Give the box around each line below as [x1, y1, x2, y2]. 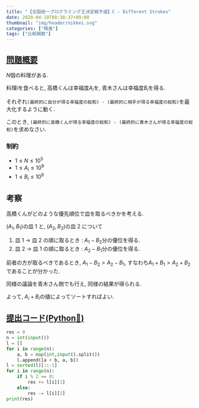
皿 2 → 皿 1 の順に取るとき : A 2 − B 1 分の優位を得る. [14, 246, 140, 254]
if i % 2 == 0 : [17, 374, 55, 380]
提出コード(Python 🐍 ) [6, 313, 84, 323]
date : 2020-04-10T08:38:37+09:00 [6, 14, 90, 20]
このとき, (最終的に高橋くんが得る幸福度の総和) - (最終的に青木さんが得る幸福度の [6, 118, 189, 125]
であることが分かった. [6, 267, 60, 275]
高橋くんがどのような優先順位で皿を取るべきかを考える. [6, 210, 144, 217]
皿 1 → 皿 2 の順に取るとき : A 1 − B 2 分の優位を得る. [14, 237, 140, 245]
